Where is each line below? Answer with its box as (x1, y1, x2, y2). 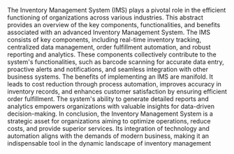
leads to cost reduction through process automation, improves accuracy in (7, 80, 222, 88)
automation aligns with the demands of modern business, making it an (7, 132, 210, 140)
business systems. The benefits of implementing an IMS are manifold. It (7, 72, 214, 81)
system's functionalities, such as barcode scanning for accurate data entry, (7, 58, 225, 66)
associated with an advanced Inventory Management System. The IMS (7, 28, 211, 36)
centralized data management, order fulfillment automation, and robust (7, 43, 211, 51)
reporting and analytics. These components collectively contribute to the (7, 50, 217, 59)
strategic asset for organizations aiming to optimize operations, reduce (7, 117, 211, 125)
